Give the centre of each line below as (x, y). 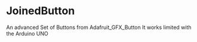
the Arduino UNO (27, 33)
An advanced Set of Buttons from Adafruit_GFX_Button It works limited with (99, 27)
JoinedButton (41, 11)
